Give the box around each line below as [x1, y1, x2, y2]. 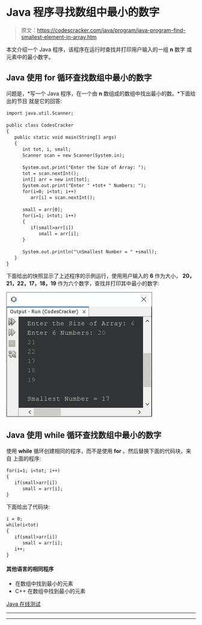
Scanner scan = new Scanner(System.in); [22, 152, 125, 159]
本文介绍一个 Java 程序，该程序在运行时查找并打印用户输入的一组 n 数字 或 [6, 46, 192, 53]
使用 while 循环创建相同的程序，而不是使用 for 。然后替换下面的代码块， [6, 447, 186, 454]
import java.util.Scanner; [6, 110, 74, 116]
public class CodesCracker [6, 122, 74, 128]
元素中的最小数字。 [6, 53, 54, 60]
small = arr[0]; [22, 206, 63, 213]
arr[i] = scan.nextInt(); [30, 194, 96, 201]
